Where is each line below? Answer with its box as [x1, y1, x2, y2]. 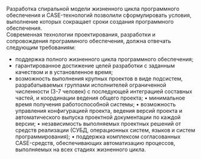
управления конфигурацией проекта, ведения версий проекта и [15, 107, 183, 114]
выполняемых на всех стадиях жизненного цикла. [15, 146, 146, 153]
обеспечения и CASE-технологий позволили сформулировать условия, [6, 12, 192, 19]
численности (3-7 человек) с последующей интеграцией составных [15, 88, 192, 95]
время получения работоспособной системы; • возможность [15, 101, 176, 108]
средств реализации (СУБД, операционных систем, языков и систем [15, 127, 196, 134]
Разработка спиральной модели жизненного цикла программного [6, 5, 180, 12]
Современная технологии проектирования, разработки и [6, 31, 156, 38]
